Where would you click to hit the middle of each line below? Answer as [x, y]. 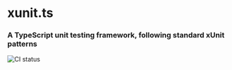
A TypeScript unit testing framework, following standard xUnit [116, 35]
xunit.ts [31, 13]
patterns [22, 44]
